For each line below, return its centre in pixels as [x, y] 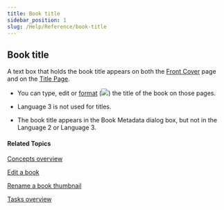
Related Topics [29, 143]
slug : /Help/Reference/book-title [57, 26]
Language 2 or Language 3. [57, 128]
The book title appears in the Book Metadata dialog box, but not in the [117, 120]
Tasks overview [29, 200]
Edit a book [23, 172]
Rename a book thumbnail [44, 186]
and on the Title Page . [39, 79]
